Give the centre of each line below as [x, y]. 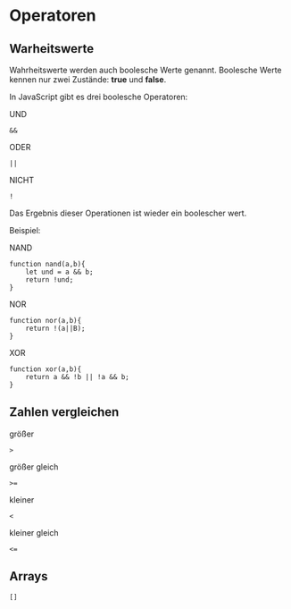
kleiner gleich [34, 532]
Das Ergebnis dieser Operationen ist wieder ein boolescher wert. [128, 213]
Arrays [29, 576]
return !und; [50, 280]
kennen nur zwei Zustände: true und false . [88, 80]
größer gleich [34, 467]
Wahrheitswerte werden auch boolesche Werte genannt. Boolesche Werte [146, 70]
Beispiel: [25, 230]
